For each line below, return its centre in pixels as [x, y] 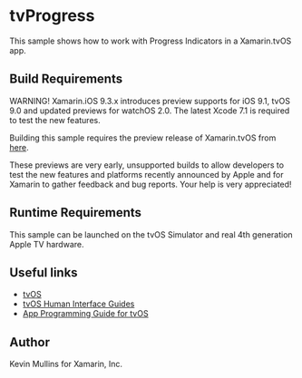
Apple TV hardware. [47, 244]
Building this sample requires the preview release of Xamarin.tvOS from [143, 138]
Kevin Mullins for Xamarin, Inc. [66, 364]
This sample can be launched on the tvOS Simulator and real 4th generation [151, 234]
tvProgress [52, 16]
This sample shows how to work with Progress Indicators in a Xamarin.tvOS [151, 41]
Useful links [44, 272]
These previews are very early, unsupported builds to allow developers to [146, 165]
